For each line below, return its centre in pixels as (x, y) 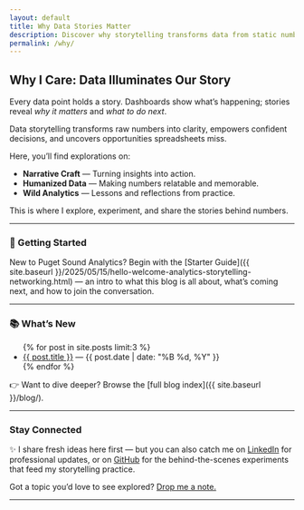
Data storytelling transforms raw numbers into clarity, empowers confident (148, 129)
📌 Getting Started (48, 242)
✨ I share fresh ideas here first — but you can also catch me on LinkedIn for (151, 449)
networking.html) (41, 281)
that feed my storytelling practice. (72, 469)
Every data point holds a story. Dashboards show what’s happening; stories (150, 102)
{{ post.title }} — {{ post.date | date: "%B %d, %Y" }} (121, 357)
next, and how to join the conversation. (82, 291)
